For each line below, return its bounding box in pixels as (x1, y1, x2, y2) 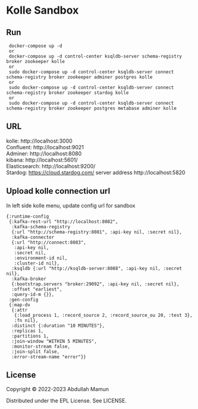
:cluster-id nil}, (14, 260, 60, 266)
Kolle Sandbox (6, 4, 79, 17)
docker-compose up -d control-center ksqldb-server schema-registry (8, 54, 183, 59)
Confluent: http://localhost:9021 (6, 143, 84, 150)
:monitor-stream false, (11, 343, 70, 350)
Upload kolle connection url (6, 186, 111, 196)
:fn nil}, (14, 317, 39, 323)
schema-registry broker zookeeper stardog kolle (6, 90, 129, 96)
